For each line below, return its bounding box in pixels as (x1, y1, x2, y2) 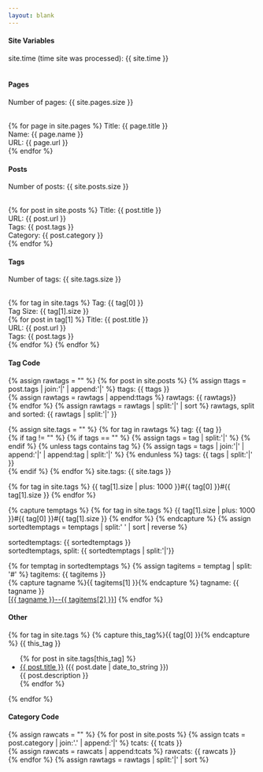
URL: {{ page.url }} (8, 138, 69, 147)
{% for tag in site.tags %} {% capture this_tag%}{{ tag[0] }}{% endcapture (8, 630, 250, 640)
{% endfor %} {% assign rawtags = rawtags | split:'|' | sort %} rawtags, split (8, 401, 254, 410)
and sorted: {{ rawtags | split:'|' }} (8, 409, 117, 419)
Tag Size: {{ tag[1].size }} (8, 307, 89, 316)
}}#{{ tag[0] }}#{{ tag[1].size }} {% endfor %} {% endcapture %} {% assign (8, 513, 251, 523)
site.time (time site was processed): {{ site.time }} (8, 53, 169, 63)
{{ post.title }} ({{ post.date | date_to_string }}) (19, 662, 169, 671)
